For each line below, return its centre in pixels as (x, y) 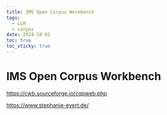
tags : (13, 18)
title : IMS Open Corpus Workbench (50, 12)
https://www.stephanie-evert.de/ (48, 105)
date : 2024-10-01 (28, 35)
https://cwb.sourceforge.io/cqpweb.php (57, 93)
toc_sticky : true (28, 46)
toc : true (19, 40)
